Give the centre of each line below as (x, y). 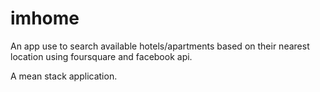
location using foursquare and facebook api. (101, 56)
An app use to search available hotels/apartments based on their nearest (160, 46)
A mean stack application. (64, 76)
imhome (45, 18)
